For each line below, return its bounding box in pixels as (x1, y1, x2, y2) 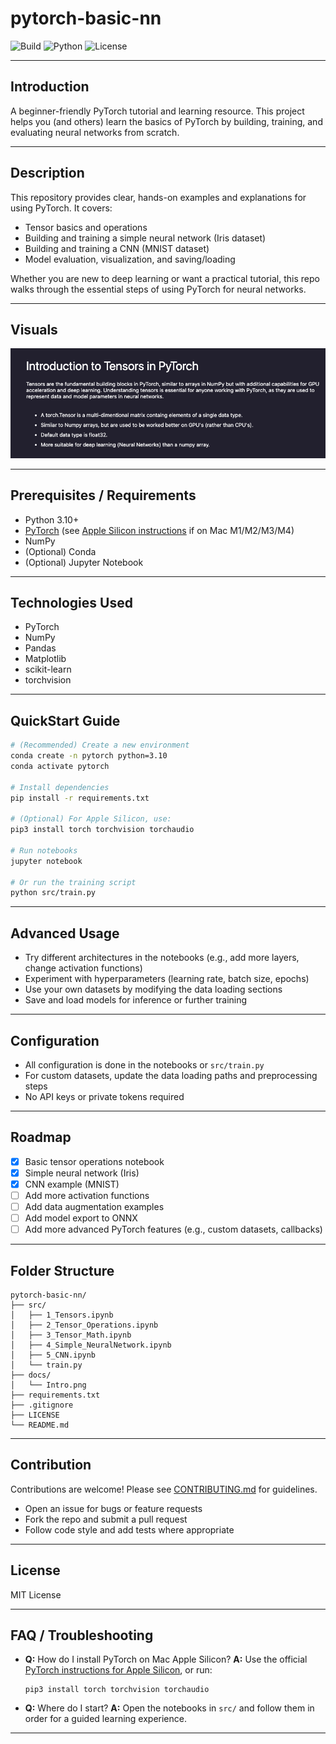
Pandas (24, 642, 57, 654)
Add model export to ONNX (24, 1212, 138, 1224)
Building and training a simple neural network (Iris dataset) (24, 232, 267, 244)
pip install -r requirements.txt (10, 793, 150, 803)
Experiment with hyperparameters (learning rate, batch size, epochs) (24, 973, 310, 985)
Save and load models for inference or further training (24, 994, 248, 1006)
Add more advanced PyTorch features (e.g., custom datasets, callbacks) (24, 1223, 323, 1236)
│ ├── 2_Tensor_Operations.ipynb (10, 1320, 159, 1330)
